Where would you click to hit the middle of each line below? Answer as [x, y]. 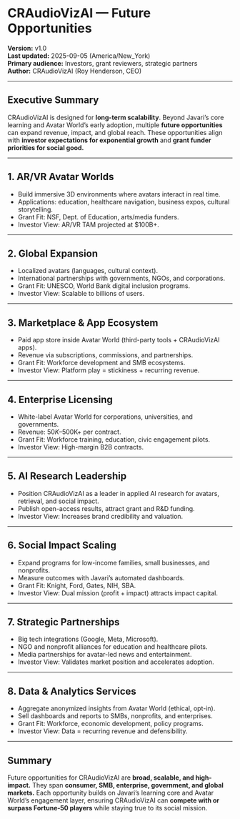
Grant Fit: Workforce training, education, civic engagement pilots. [114, 440]
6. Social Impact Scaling [62, 546]
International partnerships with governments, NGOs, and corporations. [121, 278]
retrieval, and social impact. [59, 501]
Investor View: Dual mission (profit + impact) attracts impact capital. [118, 593]
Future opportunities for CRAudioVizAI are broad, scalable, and [101, 778]
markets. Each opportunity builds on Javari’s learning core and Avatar [111, 793]
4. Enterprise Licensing [60, 399]
